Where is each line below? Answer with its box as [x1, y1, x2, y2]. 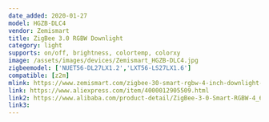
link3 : [8, 101, 30, 109]
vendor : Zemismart [8, 26, 70, 35]
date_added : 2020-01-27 [8, 11, 88, 20]
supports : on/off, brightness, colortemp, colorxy [8, 49, 181, 57]
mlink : [8, 79, 30, 87]
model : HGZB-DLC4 [8, 19, 66, 27]
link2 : [8, 94, 30, 102]
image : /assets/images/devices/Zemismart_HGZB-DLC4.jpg [8, 57, 199, 65]
